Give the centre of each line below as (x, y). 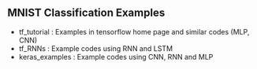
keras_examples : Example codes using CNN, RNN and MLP (116, 56)
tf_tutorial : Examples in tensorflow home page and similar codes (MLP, (134, 31)
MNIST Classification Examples (86, 13)
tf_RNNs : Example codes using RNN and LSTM (96, 48)
